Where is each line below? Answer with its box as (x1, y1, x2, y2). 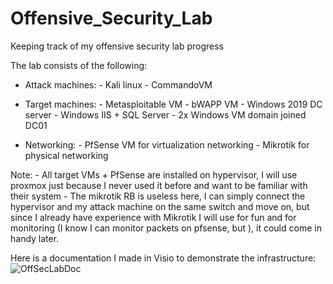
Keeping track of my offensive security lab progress (10, 40, 224, 52)
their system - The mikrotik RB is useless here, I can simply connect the (10, 190, 306, 202)
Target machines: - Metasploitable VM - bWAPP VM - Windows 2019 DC (24, 98, 323, 110)
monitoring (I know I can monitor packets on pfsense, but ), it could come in (10, 222, 322, 234)
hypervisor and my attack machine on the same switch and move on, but (10, 200, 310, 212)
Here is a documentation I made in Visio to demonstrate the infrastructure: (10, 252, 317, 264)
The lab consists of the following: (10, 59, 148, 71)
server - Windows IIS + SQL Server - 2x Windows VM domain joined (24, 108, 307, 121)
